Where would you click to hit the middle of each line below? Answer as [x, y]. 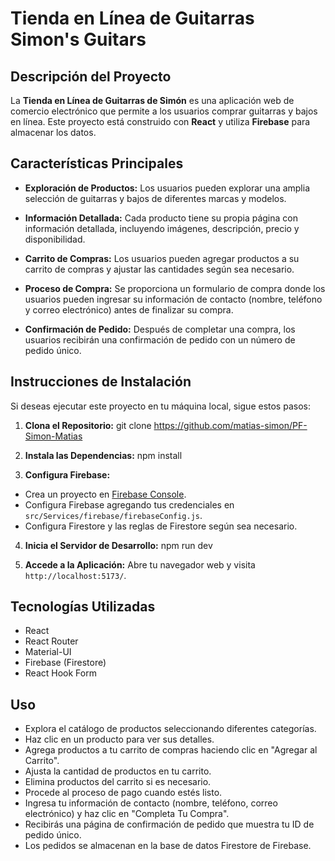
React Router [51, 641]
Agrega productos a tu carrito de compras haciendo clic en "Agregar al [171, 750]
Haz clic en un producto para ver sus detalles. [119, 739]
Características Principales [97, 163]
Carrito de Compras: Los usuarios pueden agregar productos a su [162, 258]
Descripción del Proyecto [91, 76]
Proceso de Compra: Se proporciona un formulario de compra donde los [175, 288]
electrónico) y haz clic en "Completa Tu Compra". [127, 814]
